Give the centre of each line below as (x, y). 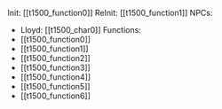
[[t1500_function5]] (55, 86)
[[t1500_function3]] (55, 67)
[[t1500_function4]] (55, 77)
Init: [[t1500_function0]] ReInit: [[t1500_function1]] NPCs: (110, 13)
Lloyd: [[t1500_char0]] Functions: (81, 30)
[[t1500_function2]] (55, 58)
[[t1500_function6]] (55, 96)
